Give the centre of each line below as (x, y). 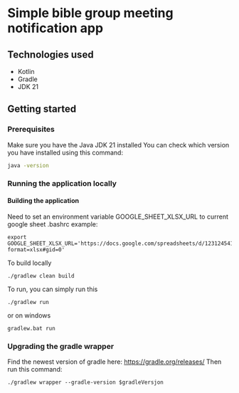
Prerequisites (31, 130)
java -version (28, 165)
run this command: (35, 369)
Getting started (42, 109)
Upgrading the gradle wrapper (61, 346)
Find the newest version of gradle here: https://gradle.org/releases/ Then (115, 362)
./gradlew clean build (41, 276)
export (17, 237)
